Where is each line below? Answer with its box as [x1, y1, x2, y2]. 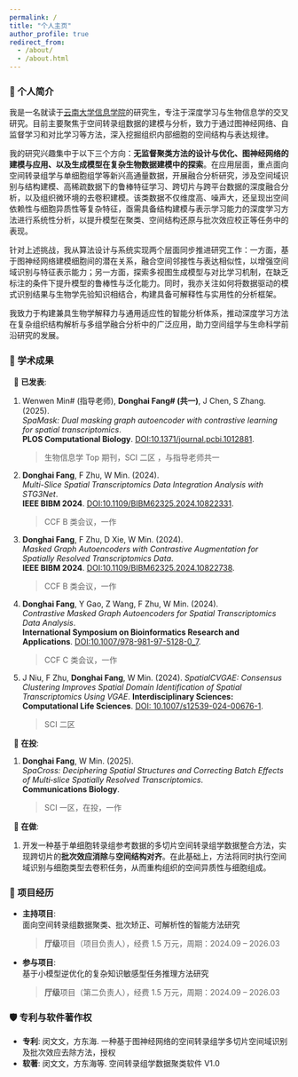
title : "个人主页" [9, 21, 73, 30]
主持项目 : [21, 907, 56, 919]
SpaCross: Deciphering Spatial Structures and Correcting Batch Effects [21, 764, 284, 775]
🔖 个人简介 [9, 85, 55, 98]
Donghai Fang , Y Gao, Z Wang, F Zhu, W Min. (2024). [21, 598, 219, 609]
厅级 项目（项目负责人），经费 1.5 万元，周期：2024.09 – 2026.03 [43, 938, 280, 948]
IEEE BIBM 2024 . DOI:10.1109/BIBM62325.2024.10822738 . [21, 562, 235, 573]
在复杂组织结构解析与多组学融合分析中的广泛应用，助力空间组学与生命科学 [9, 319, 281, 329]
